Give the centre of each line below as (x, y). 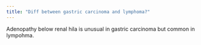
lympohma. (20, 35)
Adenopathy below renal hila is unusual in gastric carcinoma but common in (101, 29)
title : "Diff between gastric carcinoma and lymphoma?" (78, 12)
